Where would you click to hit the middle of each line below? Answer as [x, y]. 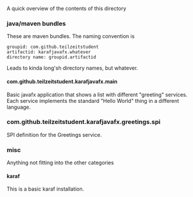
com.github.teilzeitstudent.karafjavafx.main [62, 81]
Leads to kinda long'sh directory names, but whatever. [72, 68]
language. [19, 107]
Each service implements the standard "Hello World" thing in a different [93, 101]
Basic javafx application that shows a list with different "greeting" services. [97, 94]
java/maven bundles [36, 23]
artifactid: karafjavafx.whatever [49, 52]
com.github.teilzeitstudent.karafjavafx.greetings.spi [84, 122]
